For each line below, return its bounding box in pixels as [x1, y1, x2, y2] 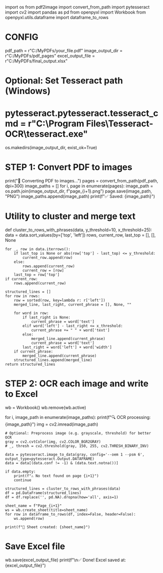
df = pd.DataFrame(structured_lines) [5, 490, 82, 495]
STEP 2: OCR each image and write [5, 378, 149, 389]
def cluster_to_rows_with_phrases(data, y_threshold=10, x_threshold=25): [5, 227, 152, 233]
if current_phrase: [14, 349, 54, 354]
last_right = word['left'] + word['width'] [22, 345, 112, 350]
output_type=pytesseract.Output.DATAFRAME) [5, 456, 95, 461]
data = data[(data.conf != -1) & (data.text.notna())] [5, 460, 119, 465]
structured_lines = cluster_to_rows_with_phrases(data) [5, 486, 121, 491]
